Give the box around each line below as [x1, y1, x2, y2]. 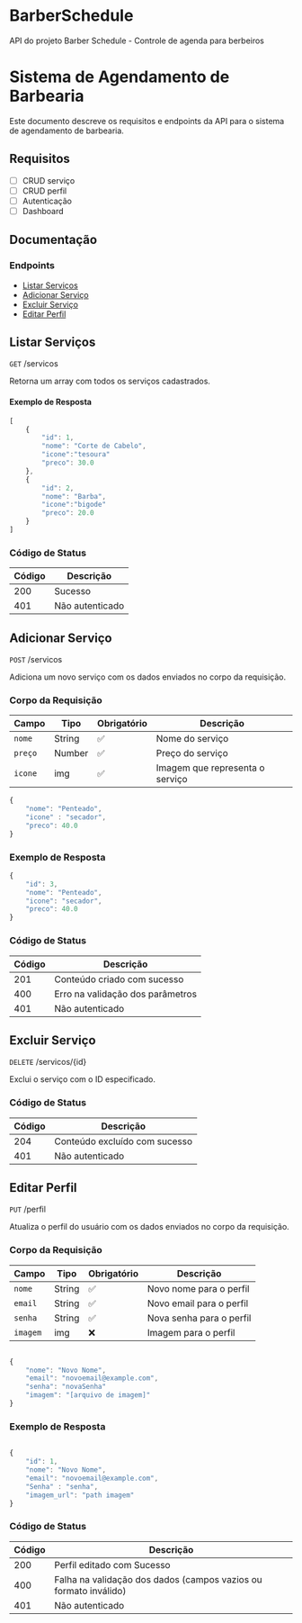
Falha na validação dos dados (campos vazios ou [54, 1573, 262, 1585]
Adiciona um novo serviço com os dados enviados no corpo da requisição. [9, 672, 286, 682]
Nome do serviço [155, 733, 229, 745]
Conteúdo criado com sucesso [54, 973, 184, 986]
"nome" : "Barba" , [41, 491, 106, 500]
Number [53, 747, 89, 760]
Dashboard [22, 205, 64, 216]
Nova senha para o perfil [147, 1312, 252, 1324]
